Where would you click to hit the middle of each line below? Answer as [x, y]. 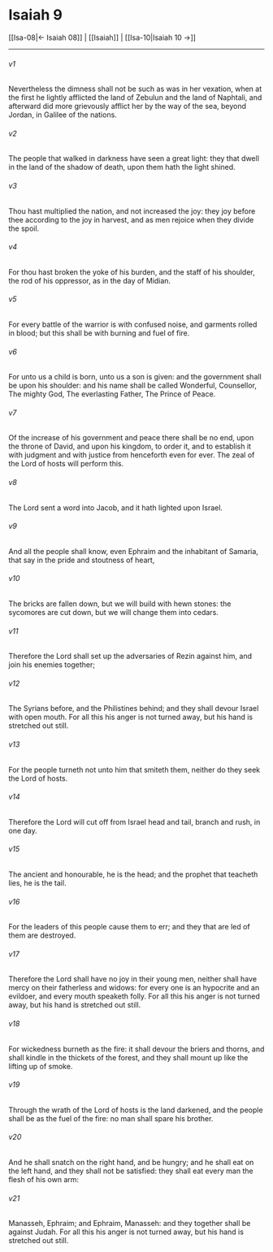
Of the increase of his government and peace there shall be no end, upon [131, 438]
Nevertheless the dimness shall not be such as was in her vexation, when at [135, 89]
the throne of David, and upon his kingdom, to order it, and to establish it [130, 446]
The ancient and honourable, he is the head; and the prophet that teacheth [133, 874]
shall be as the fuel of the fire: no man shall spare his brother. [111, 1118]
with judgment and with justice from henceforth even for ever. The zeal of [132, 455]
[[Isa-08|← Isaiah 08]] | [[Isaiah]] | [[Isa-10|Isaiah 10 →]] [102, 37]
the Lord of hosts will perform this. [66, 464]
